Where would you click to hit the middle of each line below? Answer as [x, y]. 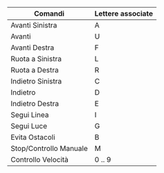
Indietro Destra [35, 104]
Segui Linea [30, 115]
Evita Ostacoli [33, 137]
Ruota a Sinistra [36, 59]
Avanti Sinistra [34, 25]
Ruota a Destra [35, 70]
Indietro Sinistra [36, 81]
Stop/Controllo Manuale [49, 149]
